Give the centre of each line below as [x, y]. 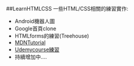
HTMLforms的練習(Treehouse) [52, 36]
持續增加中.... [31, 57]
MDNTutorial [30, 42]
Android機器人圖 [35, 21]
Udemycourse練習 [37, 49]
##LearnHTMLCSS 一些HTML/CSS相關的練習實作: [67, 9]
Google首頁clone [35, 29]
